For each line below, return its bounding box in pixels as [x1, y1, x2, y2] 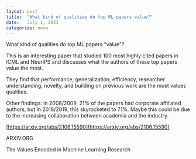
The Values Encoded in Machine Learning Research [6, 146, 130, 153]
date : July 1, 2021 [6, 19, 59, 25]
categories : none [6, 25, 49, 31]
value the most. [6, 65, 44, 72]
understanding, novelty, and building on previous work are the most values [6, 82, 186, 89]
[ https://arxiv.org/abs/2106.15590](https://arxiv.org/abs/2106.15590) [6, 123, 170, 130]
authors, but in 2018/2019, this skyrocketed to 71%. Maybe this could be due [6, 106, 190, 113]
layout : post [6, 8, 38, 15]
